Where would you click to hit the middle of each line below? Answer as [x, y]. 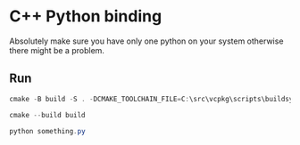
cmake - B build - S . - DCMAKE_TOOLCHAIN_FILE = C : [100, 99]
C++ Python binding [86, 16]
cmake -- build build [48, 115]
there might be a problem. [57, 50]
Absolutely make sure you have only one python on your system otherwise [146, 41]
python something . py [48, 131]
